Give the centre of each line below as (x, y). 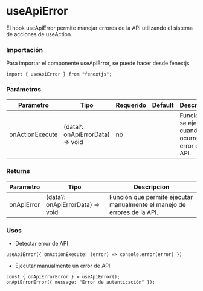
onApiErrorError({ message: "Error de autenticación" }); (81, 283)
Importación (25, 50)
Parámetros (24, 90)
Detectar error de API (41, 244)
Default (163, 105)
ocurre (189, 138)
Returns (18, 171)
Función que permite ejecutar (151, 197)
